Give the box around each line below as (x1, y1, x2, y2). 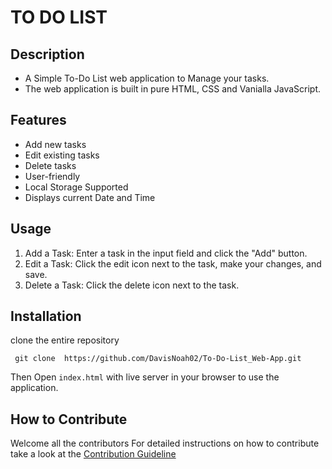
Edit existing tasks (24, 149, 100, 161)
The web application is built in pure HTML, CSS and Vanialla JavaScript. (24, 83, 322, 95)
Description (10, 46, 85, 63)
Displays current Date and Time (24, 191, 156, 203)
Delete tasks (24, 159, 77, 171)
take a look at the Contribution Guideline (10, 448, 177, 460)
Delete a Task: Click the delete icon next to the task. (24, 279, 240, 291)
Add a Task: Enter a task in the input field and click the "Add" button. (24, 247, 308, 259)
